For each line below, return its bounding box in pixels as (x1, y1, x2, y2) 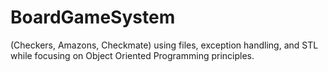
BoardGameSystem (10, 6, 176, 29)
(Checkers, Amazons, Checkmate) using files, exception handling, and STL (10, 39, 319, 51)
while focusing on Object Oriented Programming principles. (10, 49, 255, 61)
